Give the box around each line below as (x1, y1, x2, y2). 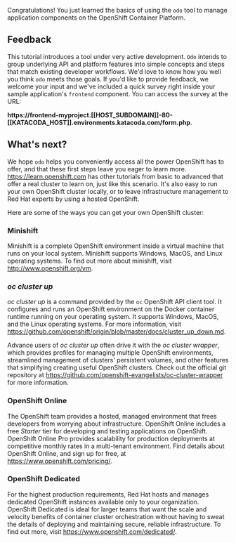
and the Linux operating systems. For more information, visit (7, 320, 181, 329)
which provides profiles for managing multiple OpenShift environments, (7, 348, 214, 357)
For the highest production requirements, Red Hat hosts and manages (7, 490, 209, 498)
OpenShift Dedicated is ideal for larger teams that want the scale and (7, 505, 207, 513)
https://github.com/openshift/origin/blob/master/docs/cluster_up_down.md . (7, 327, 226, 336)
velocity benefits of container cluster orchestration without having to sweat (7, 512, 225, 521)
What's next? (7, 138, 67, 150)
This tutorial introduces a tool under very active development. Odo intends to (7, 52, 227, 60)
